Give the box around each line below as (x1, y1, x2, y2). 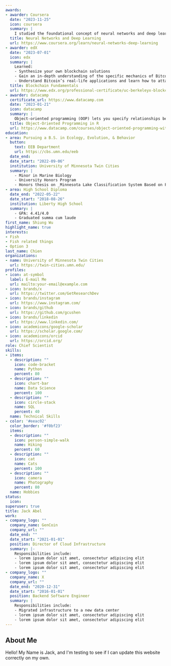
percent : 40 (14, 409, 40, 414)
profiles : (5, 267, 26, 273)
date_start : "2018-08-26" (10, 196, 65, 201)
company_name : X (10, 574, 44, 580)
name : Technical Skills (10, 414, 60, 419)
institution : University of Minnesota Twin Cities (10, 163, 120, 168)
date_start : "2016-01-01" (10, 589, 65, 594)
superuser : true (5, 504, 40, 509)
